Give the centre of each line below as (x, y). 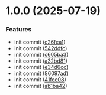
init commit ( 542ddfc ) (41, 48)
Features (19, 30)
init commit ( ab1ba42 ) (41, 86)
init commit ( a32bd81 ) (41, 61)
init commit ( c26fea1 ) (40, 42)
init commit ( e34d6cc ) (41, 67)
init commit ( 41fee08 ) (40, 80)
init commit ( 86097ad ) (41, 73)
